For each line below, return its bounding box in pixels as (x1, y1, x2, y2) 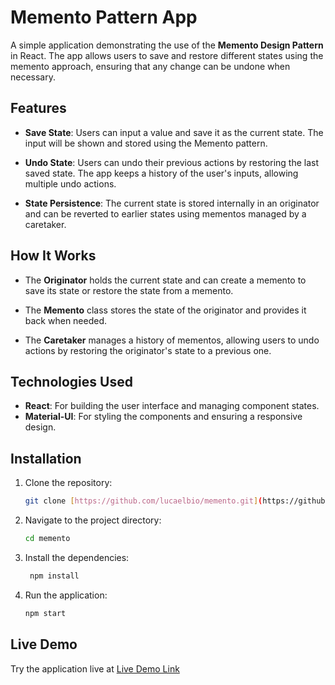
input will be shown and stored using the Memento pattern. (24, 137, 268, 149)
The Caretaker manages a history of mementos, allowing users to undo (24, 334, 320, 346)
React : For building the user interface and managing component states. (24, 400, 320, 412)
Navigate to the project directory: (24, 514, 162, 526)
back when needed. (24, 314, 108, 326)
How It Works (10, 247, 97, 265)
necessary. (10, 71, 57, 83)
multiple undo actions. (24, 177, 117, 190)
